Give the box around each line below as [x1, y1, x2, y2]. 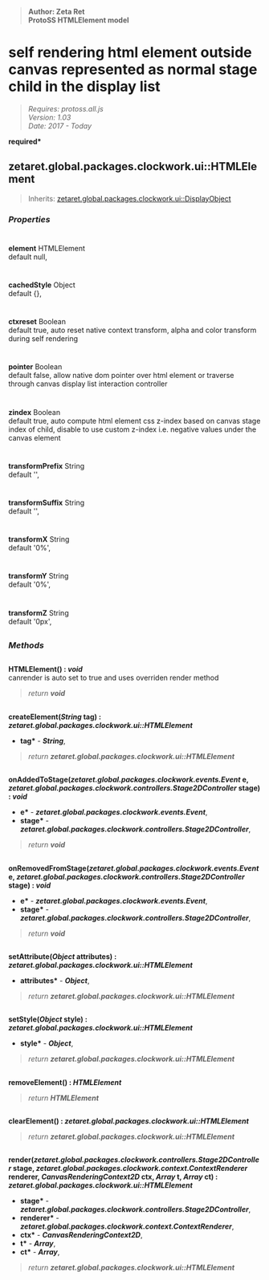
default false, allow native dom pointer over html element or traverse [8, 371, 234, 380]
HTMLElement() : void [8, 664, 83, 674]
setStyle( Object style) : [8, 1014, 88, 1024]
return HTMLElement [27, 1093, 99, 1103]
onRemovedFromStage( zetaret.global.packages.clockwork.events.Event [8, 863, 259, 873]
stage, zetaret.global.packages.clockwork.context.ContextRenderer [13, 1164, 248, 1173]
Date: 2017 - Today [27, 120, 92, 131]
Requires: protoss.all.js [27, 104, 104, 113]
